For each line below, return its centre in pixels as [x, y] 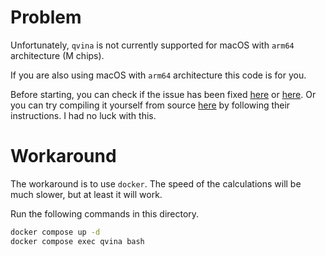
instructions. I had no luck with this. [83, 115]
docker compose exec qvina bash [77, 241]
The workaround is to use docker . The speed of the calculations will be [156, 183]
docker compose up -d [55, 232]
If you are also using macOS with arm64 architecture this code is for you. [158, 75]
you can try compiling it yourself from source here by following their [150, 105]
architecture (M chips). [57, 55]
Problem [46, 17]
